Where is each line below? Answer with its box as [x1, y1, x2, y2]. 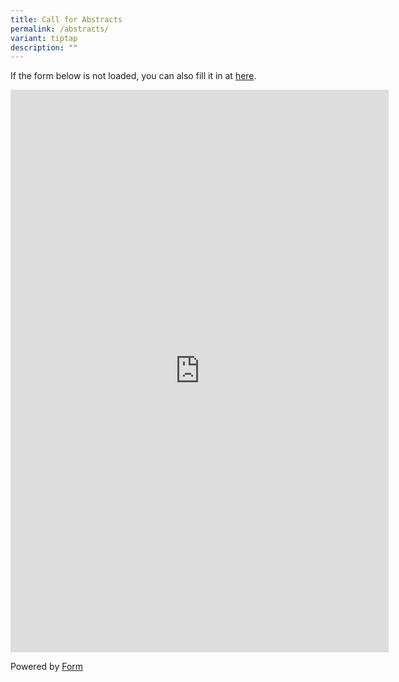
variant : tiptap [10, 33, 78, 43]
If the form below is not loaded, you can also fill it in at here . [10, 70, 257, 82]
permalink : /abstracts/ [10, 24, 110, 34]
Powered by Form [10, 661, 84, 673]
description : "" [10, 42, 78, 53]
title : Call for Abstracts [10, 14, 123, 25]
